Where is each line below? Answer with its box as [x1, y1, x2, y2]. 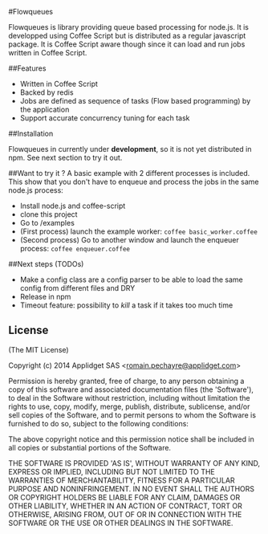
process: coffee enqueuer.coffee [19, 244, 131, 253]
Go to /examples [19, 218, 75, 227]
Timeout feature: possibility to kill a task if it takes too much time [19, 300, 233, 310]
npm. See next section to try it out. [8, 153, 123, 162]
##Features [8, 63, 47, 73]
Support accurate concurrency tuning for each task [19, 113, 190, 123]
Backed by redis [19, 88, 74, 97]
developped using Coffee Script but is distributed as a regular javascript [8, 31, 246, 40]
